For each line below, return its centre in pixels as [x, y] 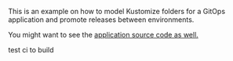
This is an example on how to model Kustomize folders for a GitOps [117, 11]
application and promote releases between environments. [101, 20]
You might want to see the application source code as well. [103, 35]
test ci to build [31, 50]
